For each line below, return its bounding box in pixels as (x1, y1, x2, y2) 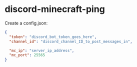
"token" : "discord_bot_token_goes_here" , (9, 34, 97, 39)
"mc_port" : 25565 (9, 52, 45, 58)
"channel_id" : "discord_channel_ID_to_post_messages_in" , (9, 39, 133, 44)
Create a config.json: (4, 20, 48, 26)
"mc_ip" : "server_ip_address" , (9, 48, 74, 53)
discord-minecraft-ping (4, 3, 105, 15)
